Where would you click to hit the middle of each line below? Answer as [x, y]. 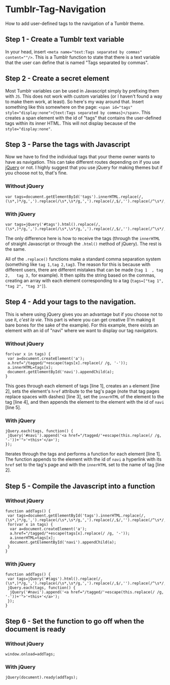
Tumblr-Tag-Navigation [56, 9]
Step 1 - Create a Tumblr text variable [65, 39]
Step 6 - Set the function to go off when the [75, 621]
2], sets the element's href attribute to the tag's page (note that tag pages [82, 391]
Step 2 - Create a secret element [57, 79]
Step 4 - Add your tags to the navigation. [71, 302]
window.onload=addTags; [30, 654]
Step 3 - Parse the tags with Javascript [68, 144]
